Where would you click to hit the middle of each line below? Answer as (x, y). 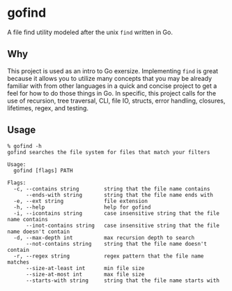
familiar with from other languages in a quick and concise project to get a (112, 86)
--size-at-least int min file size (85, 268)
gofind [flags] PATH (43, 170)
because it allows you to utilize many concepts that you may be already (110, 78)
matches (18, 262)
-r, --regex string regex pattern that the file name (109, 256)
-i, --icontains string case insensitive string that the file (116, 213)
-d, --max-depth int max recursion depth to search (104, 238)
